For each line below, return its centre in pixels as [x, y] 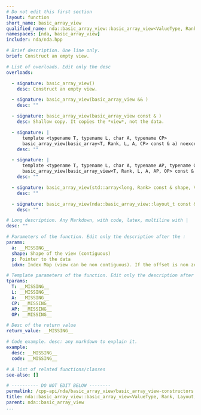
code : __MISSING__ [35, 358]
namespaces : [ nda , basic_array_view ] [53, 34]
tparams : [17, 281]
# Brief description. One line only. [53, 51]
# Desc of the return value [41, 325]
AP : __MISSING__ [32, 309]
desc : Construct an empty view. [57, 89]
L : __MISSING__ [31, 292]
